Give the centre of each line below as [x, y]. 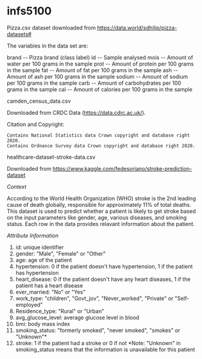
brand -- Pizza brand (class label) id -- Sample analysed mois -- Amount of [100, 57]
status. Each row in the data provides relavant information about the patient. [101, 224]
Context [17, 186]
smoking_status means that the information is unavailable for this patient [105, 349]
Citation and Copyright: [36, 124]
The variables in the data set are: [47, 46]
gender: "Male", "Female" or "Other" [60, 253]
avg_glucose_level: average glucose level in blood [78, 318]
